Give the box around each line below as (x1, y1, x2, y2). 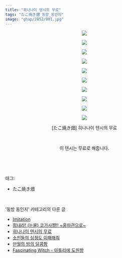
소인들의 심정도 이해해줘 (12, 235, 60, 241)
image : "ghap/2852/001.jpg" (5, 17, 64, 22)
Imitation (12, 216, 31, 222)
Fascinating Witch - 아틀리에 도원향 (12, 247, 84, 253)
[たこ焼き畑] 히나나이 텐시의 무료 (52, 125, 117, 131)
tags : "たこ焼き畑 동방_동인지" (5, 12, 64, 17)
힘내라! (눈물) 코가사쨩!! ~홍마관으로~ (12, 222, 86, 228)
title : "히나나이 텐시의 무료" (5, 7, 61, 13)
